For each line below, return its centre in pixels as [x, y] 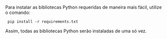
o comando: [18, 12]
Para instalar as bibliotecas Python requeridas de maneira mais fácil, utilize [83, 7]
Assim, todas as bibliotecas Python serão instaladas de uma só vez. [76, 31]
